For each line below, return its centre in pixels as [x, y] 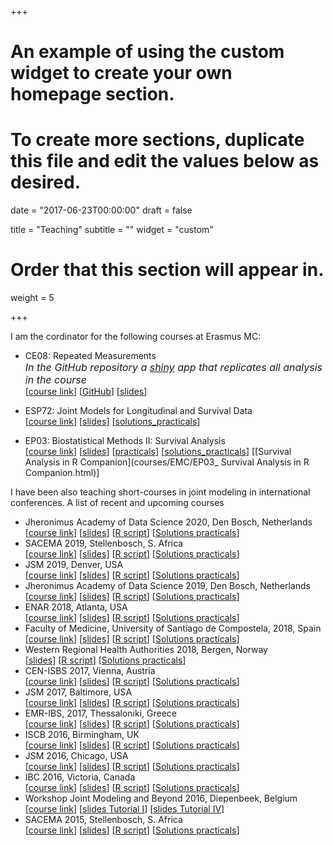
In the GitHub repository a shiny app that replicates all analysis [173, 368]
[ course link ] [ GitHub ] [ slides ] [86, 392]
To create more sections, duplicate [157, 140]
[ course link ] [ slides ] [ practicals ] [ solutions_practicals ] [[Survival [158, 452]
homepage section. [92, 94]
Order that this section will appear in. [167, 270]
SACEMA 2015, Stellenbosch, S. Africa [103, 820]
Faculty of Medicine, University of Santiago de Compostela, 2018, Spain [173, 628]
